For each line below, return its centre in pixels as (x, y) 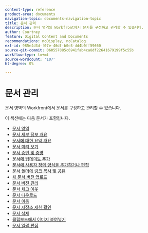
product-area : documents (30, 14)
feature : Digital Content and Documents (47, 37)
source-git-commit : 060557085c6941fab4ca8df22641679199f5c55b (69, 50)
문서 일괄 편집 (25, 226)
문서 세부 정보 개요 (30, 134)
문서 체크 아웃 (25, 189)
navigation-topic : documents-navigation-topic (53, 18)
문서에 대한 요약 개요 (32, 141)
